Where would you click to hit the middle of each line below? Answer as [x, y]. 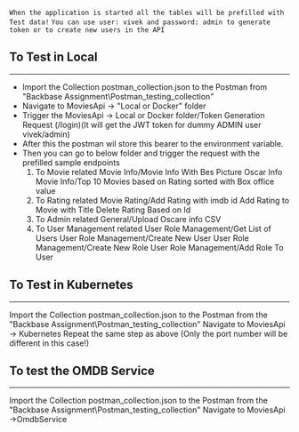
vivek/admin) [46, 134]
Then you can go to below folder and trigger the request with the [141, 153]
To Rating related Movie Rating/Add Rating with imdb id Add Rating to [162, 200]
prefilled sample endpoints [71, 162]
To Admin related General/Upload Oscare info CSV [128, 219]
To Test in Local [53, 57]
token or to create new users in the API [87, 30]
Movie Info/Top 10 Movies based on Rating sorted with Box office [155, 181]
